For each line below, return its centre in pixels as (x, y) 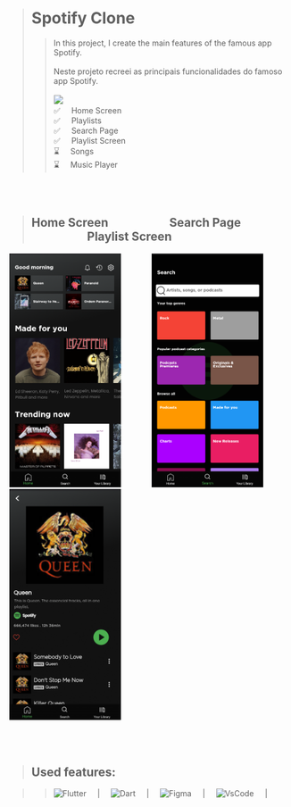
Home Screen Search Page (136, 223)
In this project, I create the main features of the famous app (162, 43)
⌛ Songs (74, 151)
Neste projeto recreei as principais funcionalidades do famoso (168, 71)
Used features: (73, 772)
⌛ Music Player (86, 164)
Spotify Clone (83, 18)
